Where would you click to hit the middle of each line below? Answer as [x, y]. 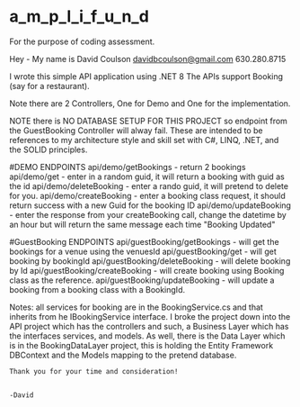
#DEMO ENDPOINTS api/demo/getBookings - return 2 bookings [128, 167]
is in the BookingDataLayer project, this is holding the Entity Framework [141, 345]
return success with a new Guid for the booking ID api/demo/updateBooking [150, 205]
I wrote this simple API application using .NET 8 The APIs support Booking [146, 76]
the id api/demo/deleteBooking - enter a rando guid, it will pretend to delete [149, 185]
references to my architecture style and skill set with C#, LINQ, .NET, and [144, 140]
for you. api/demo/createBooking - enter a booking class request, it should [147, 195]
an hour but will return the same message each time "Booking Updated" [142, 224]
